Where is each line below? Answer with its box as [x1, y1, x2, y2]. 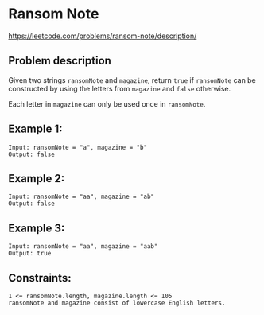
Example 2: [8, 172, 65, 185]
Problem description [8, 54, 111, 68]
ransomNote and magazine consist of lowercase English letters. [8, 299, 226, 307]
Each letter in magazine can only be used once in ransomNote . [8, 99, 206, 108]
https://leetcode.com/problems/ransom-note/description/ [8, 31, 197, 41]
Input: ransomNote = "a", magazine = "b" [8, 143, 148, 151]
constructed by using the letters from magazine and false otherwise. [8, 84, 231, 93]
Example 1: [8, 122, 63, 136]
